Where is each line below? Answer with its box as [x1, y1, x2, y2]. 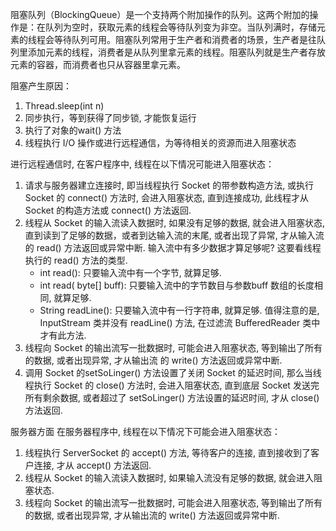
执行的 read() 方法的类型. [24, 254, 128, 266]
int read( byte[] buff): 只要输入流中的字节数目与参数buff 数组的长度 [39, 279, 315, 291]
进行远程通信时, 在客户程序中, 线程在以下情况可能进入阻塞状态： [10, 158, 275, 170]
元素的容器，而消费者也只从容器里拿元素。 [10, 59, 186, 70]
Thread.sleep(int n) [24, 100, 105, 112]
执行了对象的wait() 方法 [24, 124, 122, 136]
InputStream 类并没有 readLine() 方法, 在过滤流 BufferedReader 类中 [39, 317, 321, 328]
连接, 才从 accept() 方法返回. [33, 459, 152, 471]
